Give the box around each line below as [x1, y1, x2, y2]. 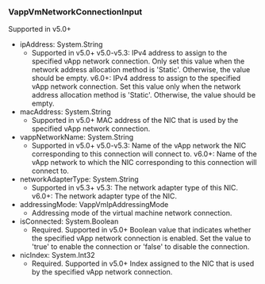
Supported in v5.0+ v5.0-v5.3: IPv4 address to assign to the [31, 48, 228, 58]
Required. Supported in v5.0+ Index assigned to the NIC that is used [31, 259, 255, 268]
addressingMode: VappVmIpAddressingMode [19, 200, 169, 209]
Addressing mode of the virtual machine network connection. [31, 209, 232, 218]
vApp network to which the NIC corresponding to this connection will [31, 158, 257, 167]
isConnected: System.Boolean [19, 217, 119, 226]
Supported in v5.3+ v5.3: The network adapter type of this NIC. [31, 183, 239, 193]
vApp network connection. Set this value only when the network [31, 82, 241, 91]
